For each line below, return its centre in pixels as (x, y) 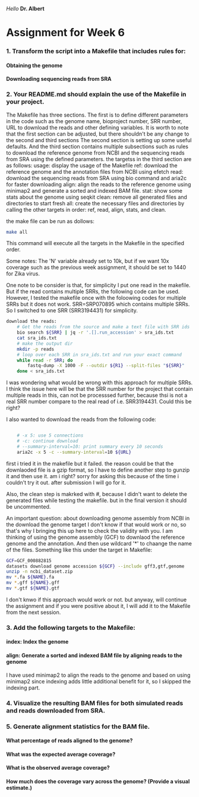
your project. (25, 102)
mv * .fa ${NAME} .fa (30, 577)
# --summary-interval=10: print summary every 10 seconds (90, 446)
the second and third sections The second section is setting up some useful (99, 140)
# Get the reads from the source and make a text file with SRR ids (103, 327)
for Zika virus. (23, 274)
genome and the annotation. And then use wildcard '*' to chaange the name (99, 543)
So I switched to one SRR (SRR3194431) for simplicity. (72, 310)
